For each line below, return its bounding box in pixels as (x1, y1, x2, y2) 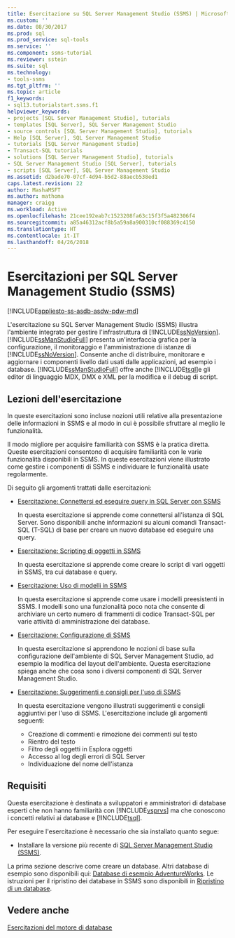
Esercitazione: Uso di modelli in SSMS (17, 582, 127, 589)
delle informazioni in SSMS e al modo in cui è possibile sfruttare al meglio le (7, 419, 226, 427)
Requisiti (7, 780, 47, 792)
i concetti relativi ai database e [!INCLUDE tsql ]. (7, 813, 143, 822)
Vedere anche (7, 904, 70, 916)
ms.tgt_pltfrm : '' (7, 82, 61, 89)
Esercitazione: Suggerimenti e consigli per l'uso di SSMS (17, 688, 181, 696)
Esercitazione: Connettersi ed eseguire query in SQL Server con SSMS (17, 497, 222, 505)
